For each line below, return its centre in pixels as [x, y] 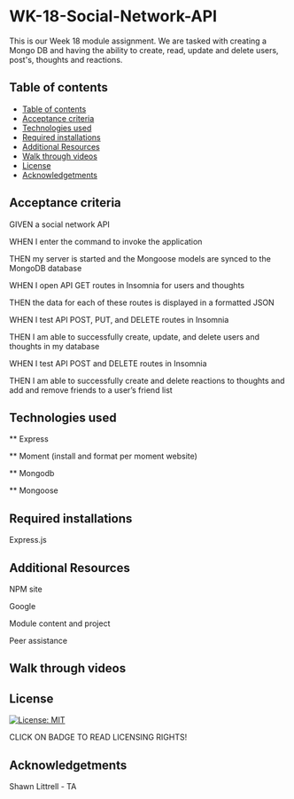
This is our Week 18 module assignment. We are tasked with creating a [138, 41]
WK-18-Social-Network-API [113, 16]
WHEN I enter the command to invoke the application [106, 241]
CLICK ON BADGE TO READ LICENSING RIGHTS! [98, 737]
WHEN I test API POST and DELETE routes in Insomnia [108, 363]
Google [23, 606]
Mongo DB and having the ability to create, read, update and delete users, [144, 50]
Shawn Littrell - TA [43, 787]
